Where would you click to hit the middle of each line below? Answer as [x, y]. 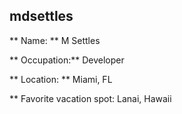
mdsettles [41, 16]
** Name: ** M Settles [55, 40]
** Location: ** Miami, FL [61, 79]
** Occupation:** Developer [67, 60]
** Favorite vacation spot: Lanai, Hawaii [90, 98]
